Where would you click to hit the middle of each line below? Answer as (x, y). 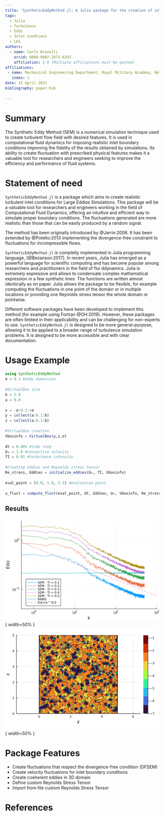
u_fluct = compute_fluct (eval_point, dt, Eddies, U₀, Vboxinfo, (72, 493)
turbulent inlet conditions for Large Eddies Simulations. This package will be (82, 202)
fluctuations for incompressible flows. (43, 243)
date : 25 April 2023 (26, 83)
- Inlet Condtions (28, 36)
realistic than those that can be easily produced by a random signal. (74, 223)
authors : (14, 47)
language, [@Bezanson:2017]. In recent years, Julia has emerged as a (76, 258)
